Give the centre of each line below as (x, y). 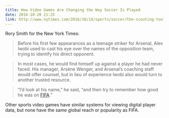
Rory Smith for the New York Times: (42, 34)
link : (11, 19)
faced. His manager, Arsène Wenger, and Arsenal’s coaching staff (86, 69)
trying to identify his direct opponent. (56, 54)
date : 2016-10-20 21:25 (30, 15)
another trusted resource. (44, 80)
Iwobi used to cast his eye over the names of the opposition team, (86, 49)
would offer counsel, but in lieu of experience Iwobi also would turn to (90, 75)
